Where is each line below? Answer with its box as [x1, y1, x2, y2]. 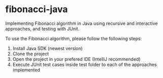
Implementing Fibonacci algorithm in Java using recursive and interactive [5, 20, 158, 26]
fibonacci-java [5, 4, 68, 15]
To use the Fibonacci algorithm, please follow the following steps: [5, 35, 142, 42]
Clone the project [12, 51, 49, 57]
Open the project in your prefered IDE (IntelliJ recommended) [12, 56, 141, 62]
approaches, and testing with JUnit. [5, 25, 79, 31]
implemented [12, 67, 40, 73]
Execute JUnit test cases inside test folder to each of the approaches [12, 61, 157, 67]
